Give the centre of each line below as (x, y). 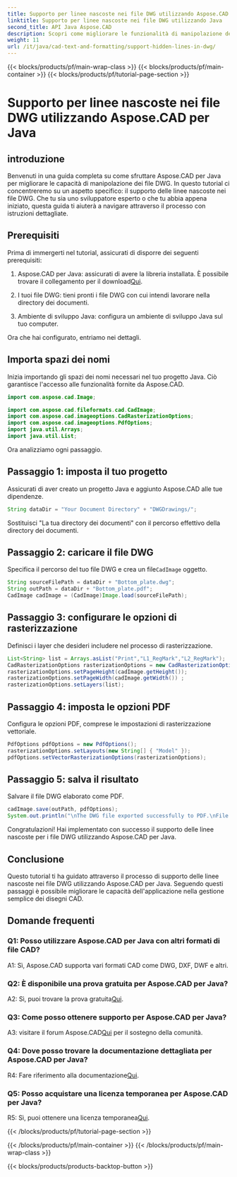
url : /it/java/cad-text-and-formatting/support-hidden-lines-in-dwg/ (112, 47)
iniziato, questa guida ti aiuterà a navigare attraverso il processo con (107, 206)
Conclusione (36, 859)
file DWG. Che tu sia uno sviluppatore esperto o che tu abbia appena (107, 198)
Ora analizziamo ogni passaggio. (55, 449)
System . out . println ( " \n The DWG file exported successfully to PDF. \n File (118, 816)
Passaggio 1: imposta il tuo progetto (87, 472)
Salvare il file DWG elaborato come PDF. (66, 796)
